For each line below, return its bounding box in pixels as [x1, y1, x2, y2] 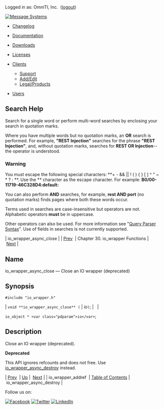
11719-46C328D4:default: [5, 182, 59, 188]
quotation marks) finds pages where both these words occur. [5, 197, 129, 203]
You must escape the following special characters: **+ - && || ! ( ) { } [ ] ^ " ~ [5, 172, 159, 178]
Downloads [12, 42, 35, 48]
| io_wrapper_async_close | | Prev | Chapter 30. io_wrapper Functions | [5, 235, 149, 242]
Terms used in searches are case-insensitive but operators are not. [5, 206, 141, 212]
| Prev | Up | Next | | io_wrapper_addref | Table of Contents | [5, 374, 130, 380]
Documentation [12, 33, 44, 38]
